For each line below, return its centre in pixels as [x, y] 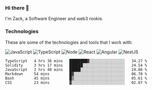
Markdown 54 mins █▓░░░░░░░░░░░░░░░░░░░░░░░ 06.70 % [76, 74]
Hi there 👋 [17, 8]
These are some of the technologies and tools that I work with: [69, 42]
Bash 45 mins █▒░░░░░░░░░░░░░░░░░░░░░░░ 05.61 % [76, 78]
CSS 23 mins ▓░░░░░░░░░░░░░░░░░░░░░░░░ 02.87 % [76, 83]
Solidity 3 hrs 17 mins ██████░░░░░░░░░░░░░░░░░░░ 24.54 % [76, 65]
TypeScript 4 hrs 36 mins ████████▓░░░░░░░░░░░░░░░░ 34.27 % [76, 61]
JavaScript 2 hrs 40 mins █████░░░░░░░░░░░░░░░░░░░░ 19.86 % [76, 69]
